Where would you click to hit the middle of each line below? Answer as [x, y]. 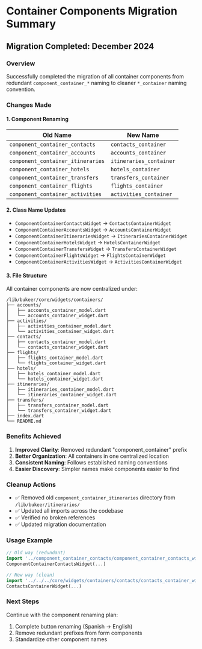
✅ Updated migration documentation [60, 524]
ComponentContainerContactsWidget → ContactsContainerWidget [93, 223]
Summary [31, 24]
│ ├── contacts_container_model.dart [56, 342]
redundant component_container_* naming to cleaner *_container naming [96, 83]
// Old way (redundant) [36, 553]
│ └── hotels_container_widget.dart [55, 379]
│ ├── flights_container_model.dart [55, 358]
